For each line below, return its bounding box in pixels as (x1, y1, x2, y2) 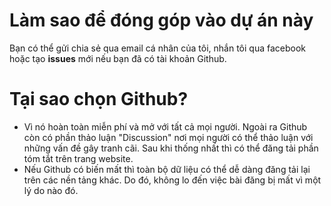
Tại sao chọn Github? (9, 88, 189, 111)
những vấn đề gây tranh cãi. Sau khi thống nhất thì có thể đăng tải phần (23, 142, 319, 154)
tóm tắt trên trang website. (23, 152, 134, 164)
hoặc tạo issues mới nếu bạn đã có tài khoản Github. (9, 52, 227, 64)
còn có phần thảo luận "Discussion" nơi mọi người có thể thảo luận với (23, 131, 314, 143)
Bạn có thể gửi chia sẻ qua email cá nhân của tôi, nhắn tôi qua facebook (9, 42, 307, 54)
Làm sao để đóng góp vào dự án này (9, 9, 314, 32)
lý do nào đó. (23, 184, 79, 196)
